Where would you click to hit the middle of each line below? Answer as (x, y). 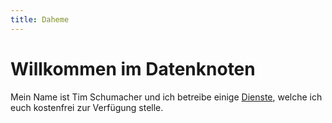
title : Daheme (40, 19)
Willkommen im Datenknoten (133, 68)
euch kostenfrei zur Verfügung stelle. (87, 107)
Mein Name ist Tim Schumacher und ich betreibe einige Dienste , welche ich (166, 97)
